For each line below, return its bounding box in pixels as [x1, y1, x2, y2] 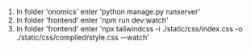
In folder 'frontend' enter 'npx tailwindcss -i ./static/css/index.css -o [15, 24, 244, 33]
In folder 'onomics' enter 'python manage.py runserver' [15, 7, 201, 16]
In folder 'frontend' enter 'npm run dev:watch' [15, 15, 169, 25]
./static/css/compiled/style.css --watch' [15, 32, 149, 42]
